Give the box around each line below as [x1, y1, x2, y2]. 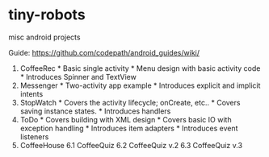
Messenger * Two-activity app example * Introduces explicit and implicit [19, 81, 261, 90]
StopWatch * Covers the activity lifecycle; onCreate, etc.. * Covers [19, 97, 241, 107]
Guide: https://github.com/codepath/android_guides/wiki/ [8, 48, 200, 57]
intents [19, 89, 44, 98]
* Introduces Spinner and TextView [19, 72, 137, 81]
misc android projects [8, 32, 81, 42]
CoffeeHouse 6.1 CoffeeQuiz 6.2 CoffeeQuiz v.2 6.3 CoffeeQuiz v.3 [19, 140, 243, 150]
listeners [19, 131, 49, 142]
